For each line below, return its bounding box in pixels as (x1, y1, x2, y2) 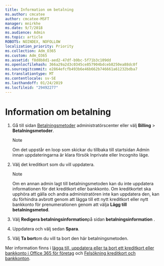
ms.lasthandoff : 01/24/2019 (5, 80, 63, 85)
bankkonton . (5, 256, 31, 262)
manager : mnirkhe (5, 21, 41, 26)
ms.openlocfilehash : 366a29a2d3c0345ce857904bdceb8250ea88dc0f (5, 62, 138, 67)
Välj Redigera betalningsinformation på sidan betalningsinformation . (12, 216, 155, 222)
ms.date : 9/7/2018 (5, 26, 43, 31)
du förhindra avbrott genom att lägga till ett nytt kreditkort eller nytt (12, 197, 149, 202)
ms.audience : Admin (5, 30, 45, 35)
